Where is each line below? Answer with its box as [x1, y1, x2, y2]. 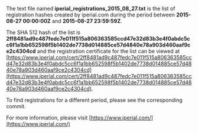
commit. [6, 103, 26, 109]
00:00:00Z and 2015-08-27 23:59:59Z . [22, 18, 122, 24]
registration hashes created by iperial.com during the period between [6, 11, 176, 18]
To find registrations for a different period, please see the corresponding [6, 97, 183, 104]
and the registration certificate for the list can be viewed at [37, 48, 180, 55]
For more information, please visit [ [6, 114, 92, 121]
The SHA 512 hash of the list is [6, 29, 81, 36]
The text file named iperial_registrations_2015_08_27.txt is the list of [6, 5, 176, 12]
